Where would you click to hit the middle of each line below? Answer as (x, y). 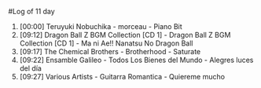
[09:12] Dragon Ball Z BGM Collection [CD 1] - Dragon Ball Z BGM (125, 35)
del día (30, 68)
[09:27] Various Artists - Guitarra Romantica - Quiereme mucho (122, 77)
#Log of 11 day (31, 11)
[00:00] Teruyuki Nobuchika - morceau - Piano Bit (101, 26)
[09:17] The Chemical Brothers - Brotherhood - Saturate (110, 51)
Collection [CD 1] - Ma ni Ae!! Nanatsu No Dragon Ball (106, 43)
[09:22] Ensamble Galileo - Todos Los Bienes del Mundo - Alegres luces (136, 60)
